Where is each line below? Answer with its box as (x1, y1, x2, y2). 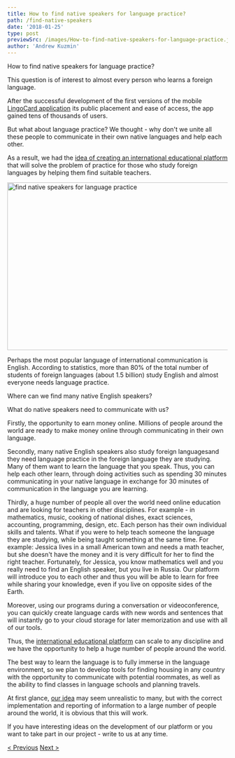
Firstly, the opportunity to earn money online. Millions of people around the (7, 419, 223, 427)
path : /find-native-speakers (7, 17, 92, 24)
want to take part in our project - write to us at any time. (7, 730, 169, 738)
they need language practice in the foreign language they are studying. (7, 455, 212, 463)
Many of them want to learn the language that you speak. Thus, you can (7, 462, 215, 470)
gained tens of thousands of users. (7, 111, 108, 120)
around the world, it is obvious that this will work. (7, 709, 149, 717)
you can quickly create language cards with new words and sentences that (7, 609, 224, 616)
